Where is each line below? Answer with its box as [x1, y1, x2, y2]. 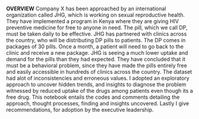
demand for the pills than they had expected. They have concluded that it [6, 56, 185, 62]
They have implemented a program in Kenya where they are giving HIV [6, 18, 179, 24]
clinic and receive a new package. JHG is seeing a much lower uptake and [6, 49, 188, 56]
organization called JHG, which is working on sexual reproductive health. [6, 11, 185, 18]
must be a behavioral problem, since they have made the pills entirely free [6, 62, 187, 69]
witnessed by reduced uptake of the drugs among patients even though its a [6, 87, 193, 94]
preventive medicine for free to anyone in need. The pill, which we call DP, [6, 24, 188, 31]
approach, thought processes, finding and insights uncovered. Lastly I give [6, 100, 189, 107]
